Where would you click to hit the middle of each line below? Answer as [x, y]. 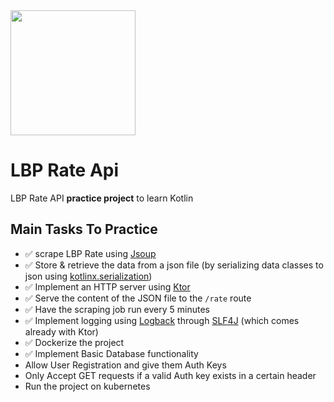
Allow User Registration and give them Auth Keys [125, 365]
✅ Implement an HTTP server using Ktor [107, 286]
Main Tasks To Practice [84, 229]
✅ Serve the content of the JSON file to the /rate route [138, 298]
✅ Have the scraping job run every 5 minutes [117, 309]
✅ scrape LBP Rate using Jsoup [90, 253]
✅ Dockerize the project [74, 342]
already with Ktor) [61, 331]
